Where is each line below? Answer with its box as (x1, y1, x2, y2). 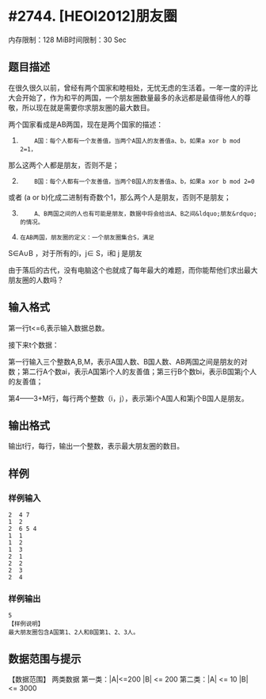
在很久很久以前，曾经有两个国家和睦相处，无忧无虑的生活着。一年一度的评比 (8, 82, 258, 92)
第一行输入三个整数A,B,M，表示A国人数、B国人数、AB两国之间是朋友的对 (8, 357, 248, 366)
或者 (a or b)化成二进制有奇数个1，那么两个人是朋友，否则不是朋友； (8, 192, 231, 202)
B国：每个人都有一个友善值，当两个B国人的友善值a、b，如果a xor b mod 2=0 (34, 178, 255, 185)
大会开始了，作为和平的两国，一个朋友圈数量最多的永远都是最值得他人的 (8, 93, 244, 102)
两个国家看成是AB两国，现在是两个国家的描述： (8, 120, 164, 129)
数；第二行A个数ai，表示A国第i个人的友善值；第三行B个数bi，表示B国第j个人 (8, 366, 257, 376)
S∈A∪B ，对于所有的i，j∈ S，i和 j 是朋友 (8, 248, 142, 258)
